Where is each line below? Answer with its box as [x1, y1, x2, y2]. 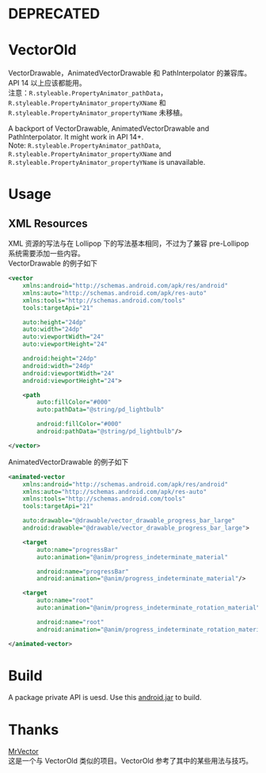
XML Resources [8, 216, 89, 230]
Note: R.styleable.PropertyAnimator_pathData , [8, 140, 161, 151]
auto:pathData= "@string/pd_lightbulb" [36, 406, 165, 414]
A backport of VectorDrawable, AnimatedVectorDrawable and [8, 124, 210, 133]
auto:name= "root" [36, 596, 93, 605]
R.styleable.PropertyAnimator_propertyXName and [8, 149, 172, 159]
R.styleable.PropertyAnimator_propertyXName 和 [8, 98, 166, 108]
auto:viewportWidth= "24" [22, 333, 104, 341]
